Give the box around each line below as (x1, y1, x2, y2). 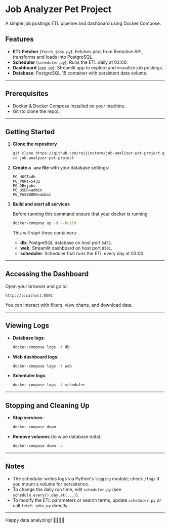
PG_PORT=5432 (12, 179, 40, 184)
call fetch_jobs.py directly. (12, 502, 69, 508)
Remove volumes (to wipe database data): (12, 433, 102, 439)
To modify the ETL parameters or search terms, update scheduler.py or (12, 497, 161, 503)
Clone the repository (12, 141, 57, 147)
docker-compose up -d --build (12, 221, 77, 226)
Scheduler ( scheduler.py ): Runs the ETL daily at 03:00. (12, 59, 128, 65)
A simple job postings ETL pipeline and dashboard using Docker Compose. (5, 20, 161, 26)
